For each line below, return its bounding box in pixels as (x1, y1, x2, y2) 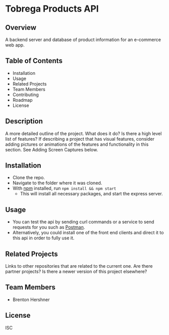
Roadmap (12, 97, 33, 103)
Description (5, 117, 43, 125)
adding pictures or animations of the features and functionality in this (5, 141, 149, 147)
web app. (5, 42, 25, 48)
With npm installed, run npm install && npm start (12, 185, 117, 191)
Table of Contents (5, 57, 63, 65)
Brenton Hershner (12, 297, 50, 303)
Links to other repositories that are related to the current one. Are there (5, 263, 153, 269)
